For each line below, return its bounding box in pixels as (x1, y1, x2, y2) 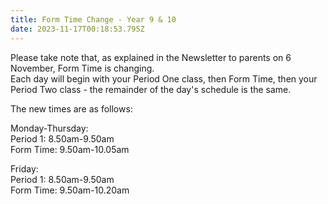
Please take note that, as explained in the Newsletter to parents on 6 (10, 51, 292, 63)
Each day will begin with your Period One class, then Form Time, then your (10, 72, 318, 85)
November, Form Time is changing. (10, 62, 155, 74)
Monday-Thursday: (10, 122, 89, 134)
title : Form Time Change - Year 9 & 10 (10, 14, 177, 25)
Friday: (10, 162, 39, 175)
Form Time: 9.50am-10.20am (10, 184, 130, 196)
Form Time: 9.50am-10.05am (10, 143, 130, 155)
